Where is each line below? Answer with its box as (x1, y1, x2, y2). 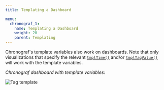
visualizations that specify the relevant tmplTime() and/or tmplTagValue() (5, 54, 158, 60)
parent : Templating (14, 35, 56, 40)
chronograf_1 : (10, 21, 40, 26)
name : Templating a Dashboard (14, 26, 79, 31)
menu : (5, 16, 17, 22)
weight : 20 (14, 31, 38, 36)
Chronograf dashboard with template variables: (5, 69, 106, 75)
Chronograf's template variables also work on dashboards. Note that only (5, 49, 159, 55)
